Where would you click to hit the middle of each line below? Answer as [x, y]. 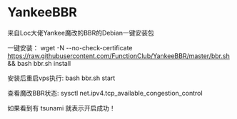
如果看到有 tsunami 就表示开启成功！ [61, 108]
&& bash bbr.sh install [39, 63]
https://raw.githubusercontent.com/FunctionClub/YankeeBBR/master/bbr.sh [118, 56]
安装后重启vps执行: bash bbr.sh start [61, 78]
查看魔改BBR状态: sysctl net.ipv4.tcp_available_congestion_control [105, 93]
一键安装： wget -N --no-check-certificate [70, 47]
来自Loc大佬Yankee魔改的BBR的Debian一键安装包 [81, 33]
